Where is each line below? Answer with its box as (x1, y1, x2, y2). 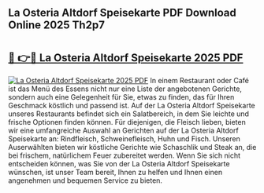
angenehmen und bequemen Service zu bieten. (8, 176, 163, 185)
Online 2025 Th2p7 (8, 19, 105, 32)
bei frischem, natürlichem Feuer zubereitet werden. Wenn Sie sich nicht (8, 151, 241, 160)
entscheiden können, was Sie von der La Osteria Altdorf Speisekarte (8, 159, 230, 168)
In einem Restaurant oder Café (149, 76, 250, 85)
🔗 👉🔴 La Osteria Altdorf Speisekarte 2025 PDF (8, 51, 244, 64)
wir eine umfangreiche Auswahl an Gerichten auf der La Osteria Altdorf (8, 126, 239, 135)
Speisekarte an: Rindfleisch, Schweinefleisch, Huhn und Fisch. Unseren (8, 134, 240, 144)
